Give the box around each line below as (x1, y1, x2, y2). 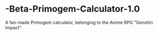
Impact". (5, 24, 22, 30)
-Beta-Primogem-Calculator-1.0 (5, 3, 140, 15)
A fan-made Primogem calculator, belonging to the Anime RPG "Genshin (5, 19, 153, 25)
